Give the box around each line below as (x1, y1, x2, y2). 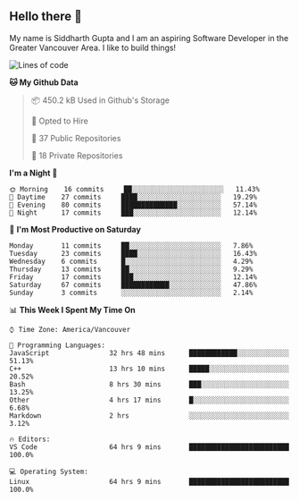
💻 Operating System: (9, 467, 89, 476)
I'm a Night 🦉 (9, 167, 58, 178)
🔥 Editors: (9, 435, 51, 444)
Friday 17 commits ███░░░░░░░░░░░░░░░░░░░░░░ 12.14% (9, 272, 257, 282)
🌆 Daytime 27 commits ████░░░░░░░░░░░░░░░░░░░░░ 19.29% (9, 192, 257, 201)
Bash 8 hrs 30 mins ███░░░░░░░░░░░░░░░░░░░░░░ (9, 379, 290, 389)
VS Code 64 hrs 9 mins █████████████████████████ (9, 442, 290, 452)
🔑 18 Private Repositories (30, 149, 123, 161)
